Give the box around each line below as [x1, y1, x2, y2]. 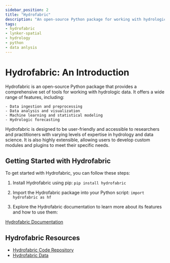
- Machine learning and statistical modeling [5, 113, 103, 118]
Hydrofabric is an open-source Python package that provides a [5, 83, 137, 89]
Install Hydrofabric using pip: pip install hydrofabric [12, 180, 126, 186]
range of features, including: [5, 94, 65, 100]
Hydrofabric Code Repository [12, 247, 74, 253]
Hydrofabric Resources [5, 233, 80, 242]
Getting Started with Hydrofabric [5, 156, 111, 165]
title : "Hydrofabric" [5, 12, 51, 17]
